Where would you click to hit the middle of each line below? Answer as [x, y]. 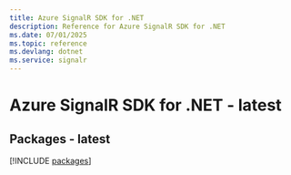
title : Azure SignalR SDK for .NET [77, 18]
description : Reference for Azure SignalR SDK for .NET [117, 26]
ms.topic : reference [49, 43]
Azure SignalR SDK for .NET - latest [145, 105]
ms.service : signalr [49, 60]
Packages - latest [60, 139]
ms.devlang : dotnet [46, 52]
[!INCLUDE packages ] [50, 161]
